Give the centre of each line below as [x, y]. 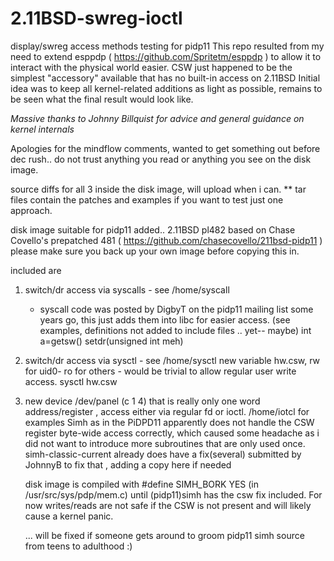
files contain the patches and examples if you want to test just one [147, 199]
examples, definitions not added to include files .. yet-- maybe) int [175, 330]
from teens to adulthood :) [78, 546]
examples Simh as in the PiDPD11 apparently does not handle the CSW [169, 422]
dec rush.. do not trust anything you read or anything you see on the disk [161, 159]
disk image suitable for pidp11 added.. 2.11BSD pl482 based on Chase [153, 229]
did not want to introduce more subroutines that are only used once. [165, 443]
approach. [31, 210]
